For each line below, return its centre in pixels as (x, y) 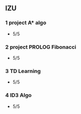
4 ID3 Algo (18, 95)
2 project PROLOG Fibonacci (41, 47)
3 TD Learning (23, 71)
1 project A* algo (26, 23)
